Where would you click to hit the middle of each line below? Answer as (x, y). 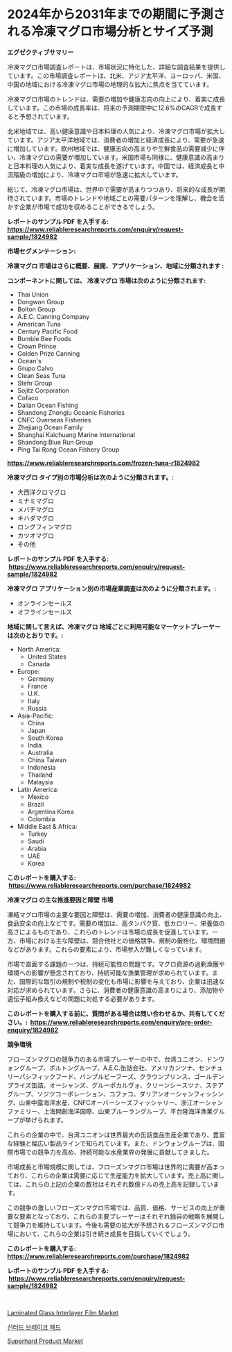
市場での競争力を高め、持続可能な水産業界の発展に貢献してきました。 (113, 1152)
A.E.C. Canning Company (53, 316)
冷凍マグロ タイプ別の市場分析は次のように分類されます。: (91, 477)
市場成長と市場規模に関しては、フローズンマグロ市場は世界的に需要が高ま (113, 1166)
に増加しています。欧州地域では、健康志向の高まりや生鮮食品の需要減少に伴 (116, 148)
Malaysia (40, 782)
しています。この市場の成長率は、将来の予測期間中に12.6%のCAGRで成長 (112, 108)
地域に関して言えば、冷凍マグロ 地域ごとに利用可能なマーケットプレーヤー (114, 627)
